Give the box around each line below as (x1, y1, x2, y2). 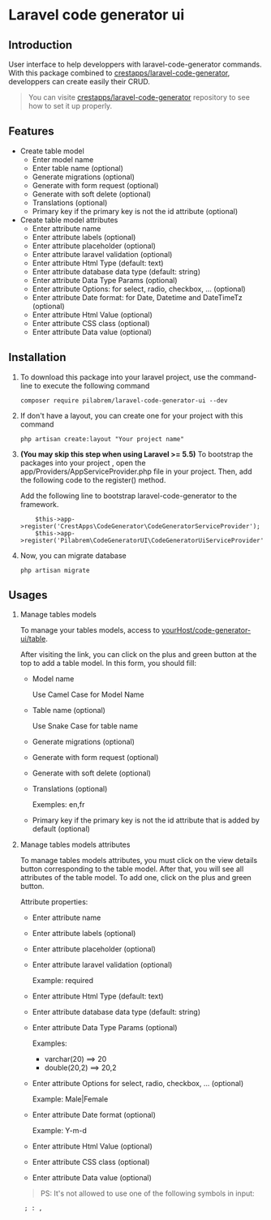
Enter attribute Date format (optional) (32, 1110, 157, 1120)
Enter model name (32, 154, 94, 164)
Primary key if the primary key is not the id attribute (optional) (32, 206, 239, 216)
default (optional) (32, 824, 91, 834)
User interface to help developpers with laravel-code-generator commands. (8, 59, 262, 69)
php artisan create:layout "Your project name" (19, 435, 184, 443)
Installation (8, 350, 67, 364)
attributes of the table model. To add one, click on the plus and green (19, 873, 252, 883)
